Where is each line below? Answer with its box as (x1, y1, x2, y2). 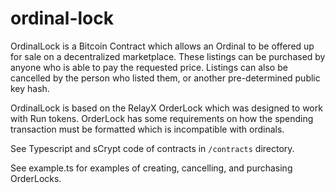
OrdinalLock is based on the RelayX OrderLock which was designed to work (10, 102, 323, 114)
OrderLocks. (10, 172, 62, 184)
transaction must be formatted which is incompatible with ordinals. (10, 123, 285, 135)
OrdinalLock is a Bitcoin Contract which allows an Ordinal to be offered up (10, 40, 315, 52)
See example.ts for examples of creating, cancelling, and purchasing (10, 162, 293, 174)
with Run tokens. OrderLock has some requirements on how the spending (10, 112, 314, 124)
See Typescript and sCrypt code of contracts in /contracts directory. (10, 142, 295, 154)
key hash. (10, 82, 50, 94)
